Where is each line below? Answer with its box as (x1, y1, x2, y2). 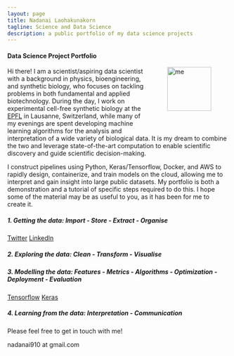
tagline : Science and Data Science (7, 23, 112, 30)
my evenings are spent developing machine (7, 119, 134, 128)
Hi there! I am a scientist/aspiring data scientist (7, 67, 143, 76)
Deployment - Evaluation (7, 275, 82, 284)
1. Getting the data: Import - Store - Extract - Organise (7, 216, 169, 225)
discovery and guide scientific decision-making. (7, 149, 146, 158)
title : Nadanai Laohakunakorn (7, 17, 96, 24)
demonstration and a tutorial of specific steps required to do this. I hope (7, 185, 216, 194)
